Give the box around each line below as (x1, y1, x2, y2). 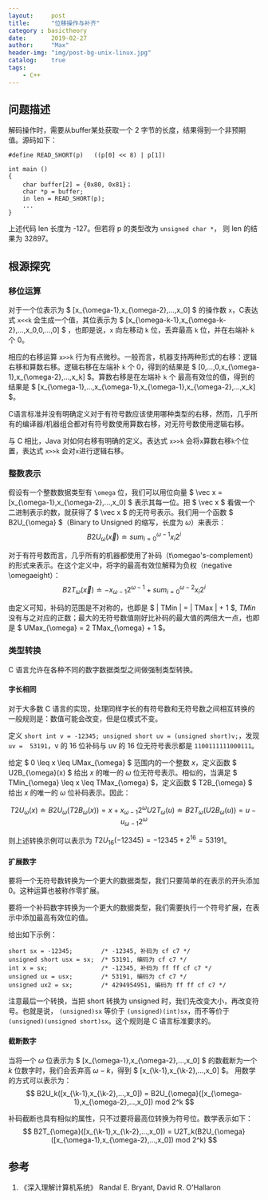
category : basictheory (8, 26, 88, 34)
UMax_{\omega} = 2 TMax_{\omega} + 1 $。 (23, 623, 170, 632)
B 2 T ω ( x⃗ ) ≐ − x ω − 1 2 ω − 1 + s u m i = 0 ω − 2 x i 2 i (62, 583, 206, 596)
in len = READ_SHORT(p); (22, 195, 105, 203)
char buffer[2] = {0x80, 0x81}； (22, 181, 133, 189)
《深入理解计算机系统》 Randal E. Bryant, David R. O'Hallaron (19, 1182, 222, 1192)
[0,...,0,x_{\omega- (198, 362, 260, 372)
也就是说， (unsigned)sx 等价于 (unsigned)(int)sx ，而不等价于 (22, 1007, 230, 1016)
